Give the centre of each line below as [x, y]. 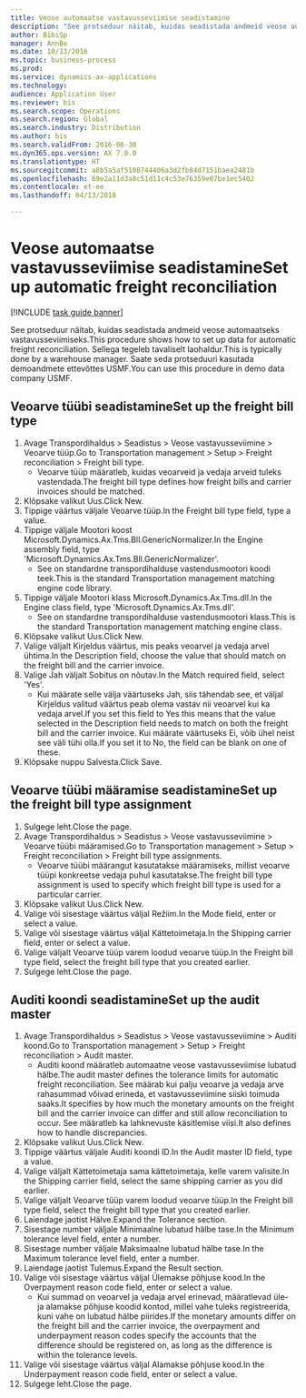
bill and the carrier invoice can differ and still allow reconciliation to [162, 1113]
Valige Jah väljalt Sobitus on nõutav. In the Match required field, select [154, 675]
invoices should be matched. [91, 491]
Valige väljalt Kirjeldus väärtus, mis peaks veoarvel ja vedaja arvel [146, 646]
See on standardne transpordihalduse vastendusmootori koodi [154, 568]
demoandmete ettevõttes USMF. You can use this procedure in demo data [148, 368]
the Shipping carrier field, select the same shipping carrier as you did [153, 1181]
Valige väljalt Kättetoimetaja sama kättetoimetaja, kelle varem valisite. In [156, 1172]
